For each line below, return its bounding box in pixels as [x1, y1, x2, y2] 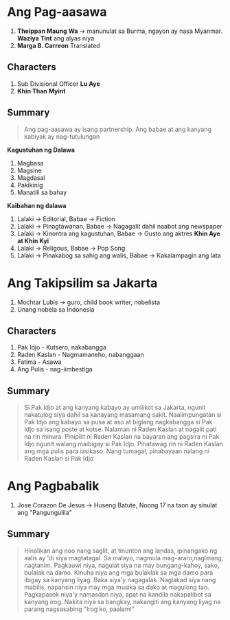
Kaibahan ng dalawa [7, 201, 67, 209]
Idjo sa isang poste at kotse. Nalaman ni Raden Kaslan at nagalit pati [23, 425, 217, 433]
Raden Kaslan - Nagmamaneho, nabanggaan [16, 351, 144, 359]
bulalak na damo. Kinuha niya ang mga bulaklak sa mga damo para [23, 568, 214, 577]
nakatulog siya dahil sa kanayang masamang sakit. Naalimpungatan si [23, 411, 222, 419]
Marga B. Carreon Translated [16, 41, 101, 49]
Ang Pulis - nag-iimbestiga [16, 365, 93, 374]
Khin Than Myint [16, 87, 66, 95]
